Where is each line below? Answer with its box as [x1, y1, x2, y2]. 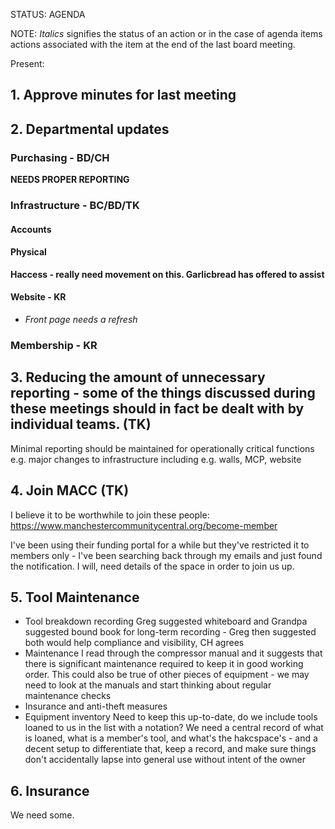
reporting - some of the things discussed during [10, 385, 316, 402]
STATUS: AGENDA [10, 9, 86, 20]
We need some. [10, 809, 75, 821]
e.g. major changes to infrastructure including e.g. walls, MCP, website [10, 453, 302, 465]
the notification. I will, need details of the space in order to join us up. [10, 560, 295, 572]
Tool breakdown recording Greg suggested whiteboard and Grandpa [24, 615, 308, 628]
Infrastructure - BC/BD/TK [10, 199, 140, 212]
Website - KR [10, 291, 67, 303]
